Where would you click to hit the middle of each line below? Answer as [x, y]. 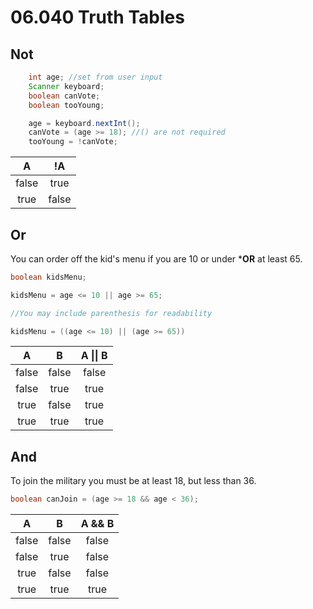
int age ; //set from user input [95, 77]
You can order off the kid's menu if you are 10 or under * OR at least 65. [156, 258]
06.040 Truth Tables [97, 17]
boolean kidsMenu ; [48, 277]
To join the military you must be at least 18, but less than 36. [133, 481]
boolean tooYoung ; [66, 105]
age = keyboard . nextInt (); [84, 123]
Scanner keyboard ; [66, 86]
